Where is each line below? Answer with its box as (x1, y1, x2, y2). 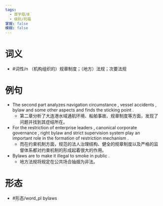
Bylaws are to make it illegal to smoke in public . (12, 153, 110, 158)
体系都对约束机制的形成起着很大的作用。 (24, 147, 107, 153)
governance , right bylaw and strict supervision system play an (12, 130, 140, 136)
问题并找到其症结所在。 (19, 119, 68, 125)
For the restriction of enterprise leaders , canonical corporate (12, 125, 137, 130)
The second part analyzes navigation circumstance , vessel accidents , (12, 102, 157, 107)
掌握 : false (5, 21, 28, 26)
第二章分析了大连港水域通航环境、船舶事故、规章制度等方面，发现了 (19, 113, 159, 119)
